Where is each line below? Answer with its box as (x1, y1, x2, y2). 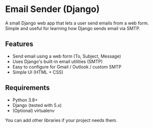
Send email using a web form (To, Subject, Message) (12, 53, 121, 59)
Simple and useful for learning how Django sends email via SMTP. (5, 25, 141, 31)
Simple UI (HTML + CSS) (12, 69, 64, 75)
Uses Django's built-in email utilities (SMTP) (12, 58, 103, 64)
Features (5, 40, 33, 48)
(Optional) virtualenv (12, 107, 55, 113)
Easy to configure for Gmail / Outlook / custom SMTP (12, 63, 122, 69)
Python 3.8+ (12, 96, 38, 103)
